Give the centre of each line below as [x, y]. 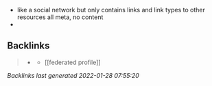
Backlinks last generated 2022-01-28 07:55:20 [73, 75]
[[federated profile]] [72, 62]
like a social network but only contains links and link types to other [111, 10]
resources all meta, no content [60, 17]
